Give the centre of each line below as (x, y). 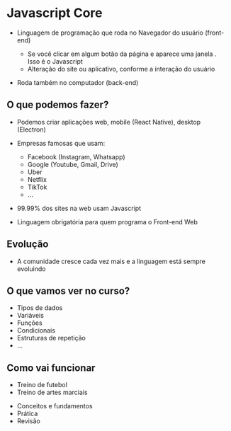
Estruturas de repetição (51, 338)
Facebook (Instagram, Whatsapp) (76, 156)
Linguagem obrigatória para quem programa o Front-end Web (107, 222)
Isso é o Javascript (55, 61)
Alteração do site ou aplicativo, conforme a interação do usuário (121, 69)
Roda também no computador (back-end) (78, 82)
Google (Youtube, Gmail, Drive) (73, 164)
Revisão (28, 421)
